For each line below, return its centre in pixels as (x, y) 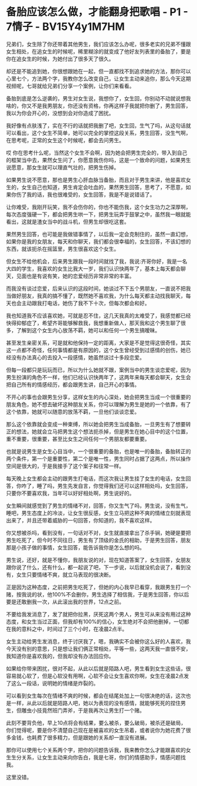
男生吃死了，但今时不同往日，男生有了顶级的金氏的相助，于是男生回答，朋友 (98, 540)
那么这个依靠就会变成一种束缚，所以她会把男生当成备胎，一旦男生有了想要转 (98, 424)
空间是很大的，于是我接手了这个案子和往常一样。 (65, 466)
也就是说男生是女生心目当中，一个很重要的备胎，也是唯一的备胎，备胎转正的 (98, 451)
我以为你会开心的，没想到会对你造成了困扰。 (60, 113)
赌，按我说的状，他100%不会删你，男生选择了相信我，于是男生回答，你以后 (98, 594)
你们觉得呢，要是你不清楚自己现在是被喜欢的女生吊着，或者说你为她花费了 (96, 730)
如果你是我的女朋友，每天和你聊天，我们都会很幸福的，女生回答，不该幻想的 (98, 241)
